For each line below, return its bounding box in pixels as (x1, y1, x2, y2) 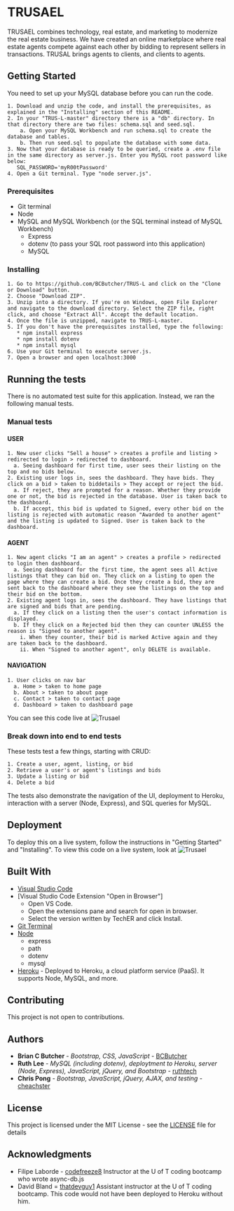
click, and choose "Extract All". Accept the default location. (7, 311, 199, 318)
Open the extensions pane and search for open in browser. (27, 907, 198, 915)
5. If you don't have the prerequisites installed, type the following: (7, 324, 224, 331)
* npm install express (16, 329, 83, 337)
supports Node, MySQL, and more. (17, 974, 118, 982)
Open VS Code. (27, 899, 74, 908)
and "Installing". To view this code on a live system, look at (7, 845, 177, 853)
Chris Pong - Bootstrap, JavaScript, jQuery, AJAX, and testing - (17, 1074, 203, 1082)
